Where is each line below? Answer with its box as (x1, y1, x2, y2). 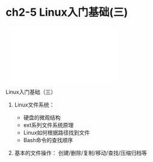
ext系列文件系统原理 (23, 121, 73, 128)
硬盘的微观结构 (23, 114, 61, 121)
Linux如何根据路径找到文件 (23, 129, 90, 136)
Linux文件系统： (14, 101, 55, 108)
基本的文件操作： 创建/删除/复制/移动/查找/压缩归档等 (14, 149, 147, 157)
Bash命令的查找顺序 (23, 136, 73, 143)
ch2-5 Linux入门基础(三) (5, 5, 128, 19)
